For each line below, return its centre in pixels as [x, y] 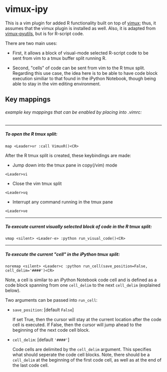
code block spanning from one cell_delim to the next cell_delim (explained [83, 285]
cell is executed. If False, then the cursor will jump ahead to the [77, 325]
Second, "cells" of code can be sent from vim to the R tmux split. [79, 68]
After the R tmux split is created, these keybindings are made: [68, 155]
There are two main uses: [31, 43]
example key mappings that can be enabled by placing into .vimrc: [74, 112]
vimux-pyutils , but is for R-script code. [45, 33]
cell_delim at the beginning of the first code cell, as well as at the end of [87, 360]
